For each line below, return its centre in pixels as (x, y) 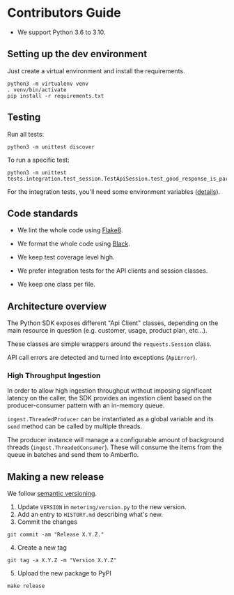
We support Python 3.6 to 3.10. (61, 32)
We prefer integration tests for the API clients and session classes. (112, 271)
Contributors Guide (64, 13)
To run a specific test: (38, 160)
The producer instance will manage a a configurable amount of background (116, 440)
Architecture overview (57, 306)
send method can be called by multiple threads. (75, 426)
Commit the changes (47, 522)
